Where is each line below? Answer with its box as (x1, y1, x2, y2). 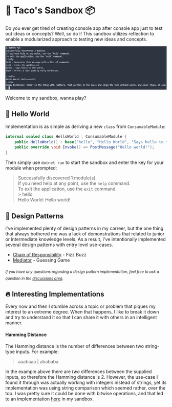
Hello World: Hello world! (17, 197, 71, 203)
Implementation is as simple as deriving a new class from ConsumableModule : (5, 123, 166, 129)
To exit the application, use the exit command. (17, 186, 117, 192)
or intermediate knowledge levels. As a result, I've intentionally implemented (5, 236, 166, 242)
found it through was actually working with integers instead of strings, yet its (5, 379, 167, 385)
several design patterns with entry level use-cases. (5, 242, 114, 248)
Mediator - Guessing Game (12, 257, 70, 263)
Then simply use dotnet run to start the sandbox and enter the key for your (5, 159, 164, 165)
